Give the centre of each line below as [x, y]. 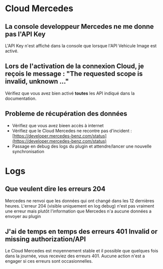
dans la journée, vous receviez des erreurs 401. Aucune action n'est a [75, 256]
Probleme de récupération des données [66, 114]
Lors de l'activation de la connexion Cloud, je [75, 66]
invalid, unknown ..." [37, 82]
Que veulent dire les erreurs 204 [55, 189]
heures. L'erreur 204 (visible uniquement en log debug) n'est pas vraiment [80, 206]
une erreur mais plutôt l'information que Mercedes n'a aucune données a [78, 211]
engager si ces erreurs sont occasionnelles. [49, 261]
